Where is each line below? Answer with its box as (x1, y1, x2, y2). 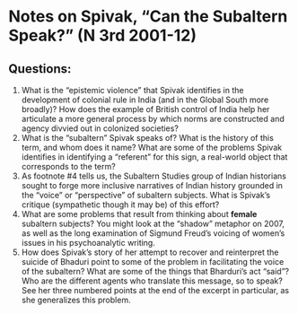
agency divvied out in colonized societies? (21, 123, 179, 134)
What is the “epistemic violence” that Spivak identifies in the (21, 85, 244, 95)
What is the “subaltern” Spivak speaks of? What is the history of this (21, 133, 275, 143)
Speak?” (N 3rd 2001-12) (8, 25, 197, 46)
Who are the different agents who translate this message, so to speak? (21, 275, 284, 286)
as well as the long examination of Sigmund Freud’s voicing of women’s (21, 228, 285, 239)
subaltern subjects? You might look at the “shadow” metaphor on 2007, (21, 218, 285, 229)
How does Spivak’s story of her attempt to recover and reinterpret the (21, 247, 279, 257)
